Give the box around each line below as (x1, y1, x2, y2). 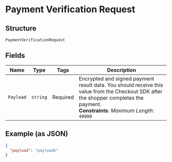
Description (106, 66, 137, 74)
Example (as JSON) (5, 129, 68, 138)
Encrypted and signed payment (78, 75, 155, 82)
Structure (5, 24, 37, 33)
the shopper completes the (78, 94, 144, 101)
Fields (5, 51, 26, 60)
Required (52, 94, 74, 101)
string (31, 94, 48, 100)
